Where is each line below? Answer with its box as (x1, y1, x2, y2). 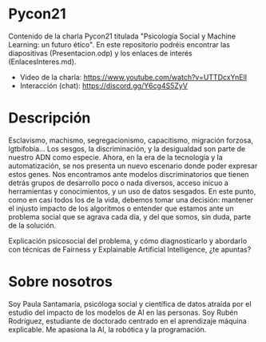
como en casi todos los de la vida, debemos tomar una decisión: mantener (8, 195, 254, 204)
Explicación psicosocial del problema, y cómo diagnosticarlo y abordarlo (8, 235, 248, 245)
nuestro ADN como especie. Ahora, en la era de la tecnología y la (8, 152, 224, 162)
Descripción (8, 109, 91, 127)
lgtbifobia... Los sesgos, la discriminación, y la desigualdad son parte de (8, 143, 246, 153)
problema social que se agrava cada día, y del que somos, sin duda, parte (8, 211, 252, 221)
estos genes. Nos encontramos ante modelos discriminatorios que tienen (8, 169, 249, 179)
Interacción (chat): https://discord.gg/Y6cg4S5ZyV (19, 81, 188, 91)
